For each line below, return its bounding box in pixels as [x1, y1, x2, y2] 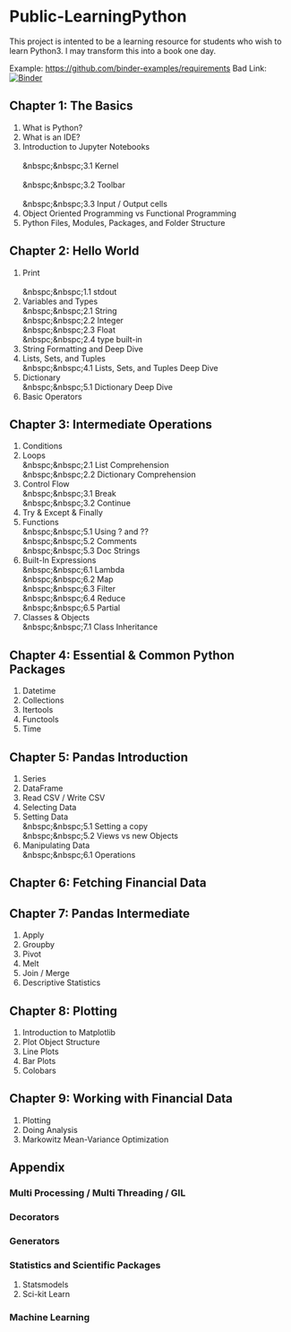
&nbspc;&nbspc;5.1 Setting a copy [21, 821, 149, 831]
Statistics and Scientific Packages [9, 1258, 161, 1271]
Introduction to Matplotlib [21, 1027, 116, 1038]
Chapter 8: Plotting [9, 1003, 118, 1018]
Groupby [21, 939, 56, 950]
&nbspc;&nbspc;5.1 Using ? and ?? [21, 526, 150, 537]
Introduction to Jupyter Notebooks [21, 141, 150, 151]
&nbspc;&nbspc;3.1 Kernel [21, 160, 119, 171]
